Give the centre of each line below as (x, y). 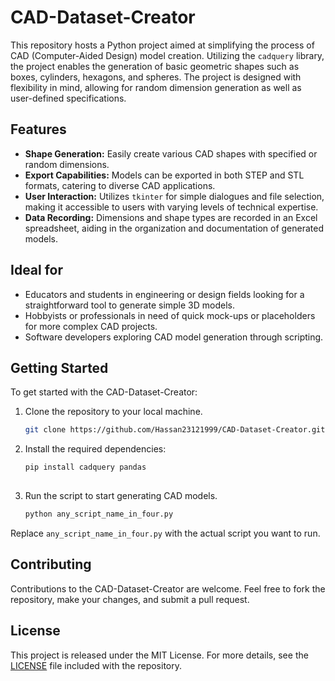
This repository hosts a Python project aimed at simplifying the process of (162, 45)
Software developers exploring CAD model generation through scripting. (174, 337)
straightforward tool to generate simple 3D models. (130, 305)
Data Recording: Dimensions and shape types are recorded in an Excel (171, 217)
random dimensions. (67, 164)
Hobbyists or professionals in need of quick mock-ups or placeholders (170, 315)
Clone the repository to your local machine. (113, 412)
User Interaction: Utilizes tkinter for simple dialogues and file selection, (174, 196)
